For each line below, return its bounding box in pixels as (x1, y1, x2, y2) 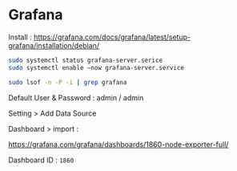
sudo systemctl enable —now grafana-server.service (8, 63, 184, 71)
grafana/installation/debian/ (8, 40, 100, 50)
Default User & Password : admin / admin (8, 92, 144, 102)
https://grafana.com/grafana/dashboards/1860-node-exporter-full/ (8, 139, 229, 149)
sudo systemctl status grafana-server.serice (8, 56, 163, 64)
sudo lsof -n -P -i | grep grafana (8, 78, 127, 86)
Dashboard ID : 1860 (8, 155, 74, 165)
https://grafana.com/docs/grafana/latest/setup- (33, 32, 191, 42)
